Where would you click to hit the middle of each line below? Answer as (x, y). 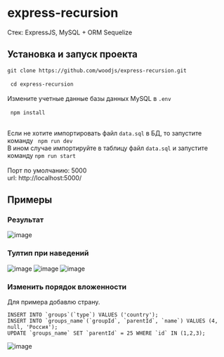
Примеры (30, 200)
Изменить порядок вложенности (67, 287)
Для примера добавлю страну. (54, 302)
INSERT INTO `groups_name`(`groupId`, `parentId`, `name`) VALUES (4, (113, 321)
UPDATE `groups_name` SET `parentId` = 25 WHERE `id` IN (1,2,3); (106, 334)
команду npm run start (41, 155)
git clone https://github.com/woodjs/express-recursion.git (97, 70)
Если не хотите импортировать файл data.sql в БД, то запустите (105, 133)
